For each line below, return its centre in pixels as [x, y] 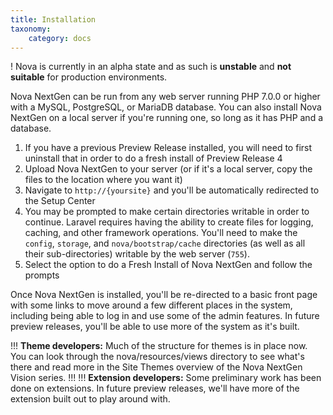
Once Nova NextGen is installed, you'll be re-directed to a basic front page [164, 295]
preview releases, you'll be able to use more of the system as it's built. [155, 327]
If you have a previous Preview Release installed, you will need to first [168, 148]
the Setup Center [60, 201]
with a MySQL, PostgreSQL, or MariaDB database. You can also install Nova [166, 107]
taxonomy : [31, 29]
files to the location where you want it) [103, 180]
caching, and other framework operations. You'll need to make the [161, 233]
